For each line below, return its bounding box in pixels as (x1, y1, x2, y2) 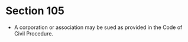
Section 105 (5, 4, 64, 18)
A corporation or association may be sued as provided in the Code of (14, 24, 183, 31)
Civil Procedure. (14, 30, 54, 37)
